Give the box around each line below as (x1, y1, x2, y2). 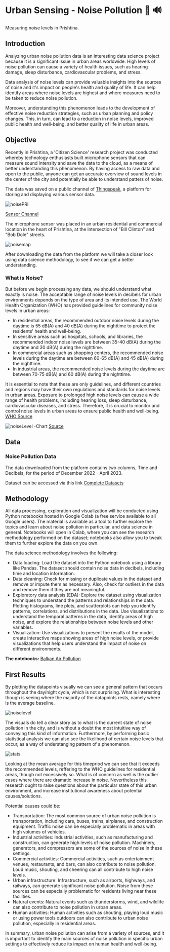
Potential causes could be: (5, 803, 61, 809)
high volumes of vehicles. (12, 829, 66, 835)
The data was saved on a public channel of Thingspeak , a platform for (5, 186, 151, 192)
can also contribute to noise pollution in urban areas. (12, 904, 122, 910)
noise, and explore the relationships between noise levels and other (12, 619, 153, 625)
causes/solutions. (5, 793, 42, 799)
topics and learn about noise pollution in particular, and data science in (5, 524, 153, 530)
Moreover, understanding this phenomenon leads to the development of (5, 105, 155, 111)
